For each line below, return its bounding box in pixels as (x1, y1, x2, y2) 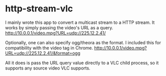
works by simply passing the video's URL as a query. (5, 24, 113, 30)
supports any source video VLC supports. (5, 65, 90, 71)
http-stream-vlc (5, 3, 73, 14)
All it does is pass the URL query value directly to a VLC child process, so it (5, 60, 159, 66)
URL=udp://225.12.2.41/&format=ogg (5, 50, 81, 56)
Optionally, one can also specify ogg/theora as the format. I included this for (5, 39, 162, 45)
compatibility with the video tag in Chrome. (5, 45, 93, 51)
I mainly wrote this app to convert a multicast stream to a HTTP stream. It (5, 19, 155, 25)
